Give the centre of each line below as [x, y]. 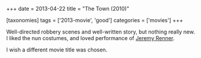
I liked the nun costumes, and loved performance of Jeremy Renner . [91, 38]
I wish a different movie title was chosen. [57, 50]
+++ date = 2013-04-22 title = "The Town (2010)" [68, 9]
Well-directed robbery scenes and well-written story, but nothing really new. [101, 32]
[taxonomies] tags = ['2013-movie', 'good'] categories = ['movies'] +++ [95, 20]
